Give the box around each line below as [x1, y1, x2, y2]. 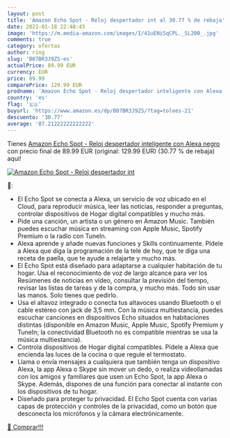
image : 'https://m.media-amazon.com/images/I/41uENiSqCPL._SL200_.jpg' [7, 29, 219, 37]
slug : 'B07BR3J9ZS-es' [7, 56, 73, 63]
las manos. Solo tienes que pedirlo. [17, 290, 118, 299]
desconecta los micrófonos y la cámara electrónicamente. [17, 409, 184, 418]
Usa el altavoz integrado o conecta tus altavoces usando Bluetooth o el [17, 298, 221, 306]
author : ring [7, 49, 45, 56]
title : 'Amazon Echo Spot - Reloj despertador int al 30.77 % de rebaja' [7, 17, 226, 24]
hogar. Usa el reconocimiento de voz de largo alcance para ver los [17, 269, 208, 277]
